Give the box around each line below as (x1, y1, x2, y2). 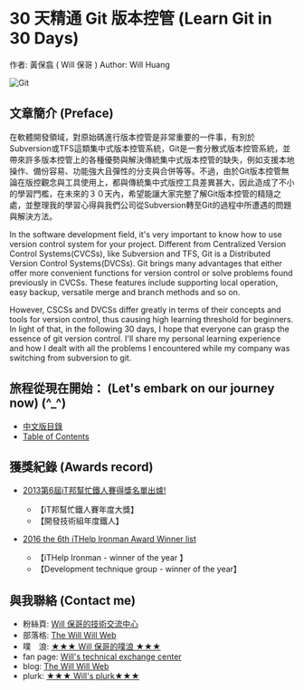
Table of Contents (22, 431, 90, 442)
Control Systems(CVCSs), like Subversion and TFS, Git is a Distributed (9, 248, 271, 259)
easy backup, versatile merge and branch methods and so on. (9, 286, 241, 297)
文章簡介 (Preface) (9, 106, 114, 121)
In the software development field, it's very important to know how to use (9, 228, 282, 240)
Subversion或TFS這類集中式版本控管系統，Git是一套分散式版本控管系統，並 (9, 142, 291, 154)
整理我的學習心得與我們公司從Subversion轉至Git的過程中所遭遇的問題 (33, 199, 292, 210)
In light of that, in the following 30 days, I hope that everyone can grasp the (9, 323, 290, 334)
